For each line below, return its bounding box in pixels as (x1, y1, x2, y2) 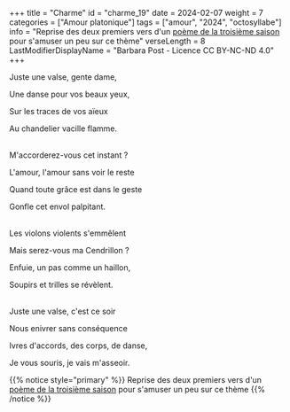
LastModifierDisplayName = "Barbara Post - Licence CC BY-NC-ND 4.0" (9, 45, 275, 56)
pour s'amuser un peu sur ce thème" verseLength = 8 (9, 35, 206, 46)
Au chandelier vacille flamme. (9, 123, 118, 134)
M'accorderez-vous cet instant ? (9, 150, 129, 160)
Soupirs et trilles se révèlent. (9, 279, 114, 290)
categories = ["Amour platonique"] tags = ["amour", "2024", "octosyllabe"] (9, 17, 282, 27)
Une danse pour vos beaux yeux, (9, 89, 130, 99)
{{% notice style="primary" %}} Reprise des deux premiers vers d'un (9, 375, 263, 385)
